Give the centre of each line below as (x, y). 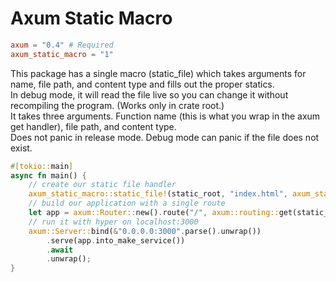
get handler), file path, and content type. (93, 126)
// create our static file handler (102, 185)
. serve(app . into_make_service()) (116, 240)
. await (60, 250)
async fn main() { (48, 175)
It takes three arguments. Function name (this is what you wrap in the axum (165, 116)
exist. (21, 148)
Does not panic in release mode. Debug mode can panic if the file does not (165, 137)
